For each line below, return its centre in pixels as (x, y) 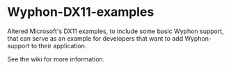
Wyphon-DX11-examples (81, 12)
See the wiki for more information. (56, 59)
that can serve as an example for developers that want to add (95, 38)
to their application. (59, 46)
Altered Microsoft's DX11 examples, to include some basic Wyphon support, (115, 31)
